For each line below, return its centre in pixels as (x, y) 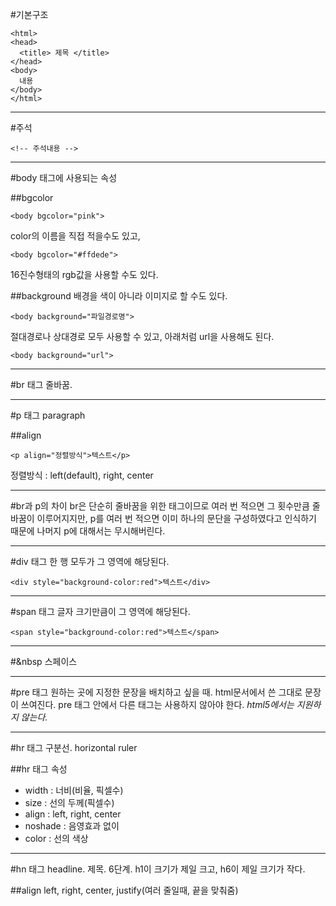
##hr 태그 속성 (39, 769)
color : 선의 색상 (56, 838)
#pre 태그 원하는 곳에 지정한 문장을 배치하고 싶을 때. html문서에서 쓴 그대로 (156, 692)
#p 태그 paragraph (48, 415)
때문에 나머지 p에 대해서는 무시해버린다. (88, 531)
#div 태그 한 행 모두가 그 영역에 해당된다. (90, 561)
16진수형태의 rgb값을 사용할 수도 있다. (84, 274)
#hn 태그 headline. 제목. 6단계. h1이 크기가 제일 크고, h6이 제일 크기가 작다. (158, 869)
